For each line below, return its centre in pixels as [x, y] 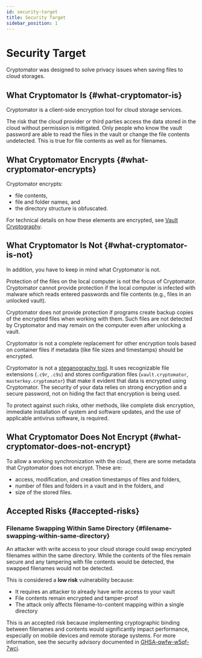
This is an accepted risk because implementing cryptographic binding [93, 623]
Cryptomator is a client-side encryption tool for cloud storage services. [94, 110]
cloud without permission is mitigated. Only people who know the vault [94, 128]
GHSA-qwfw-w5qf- [165, 642]
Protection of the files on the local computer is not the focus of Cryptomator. [101, 281]
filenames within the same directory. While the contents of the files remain [99, 555]
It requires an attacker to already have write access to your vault [95, 592]
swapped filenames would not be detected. [60, 568]
